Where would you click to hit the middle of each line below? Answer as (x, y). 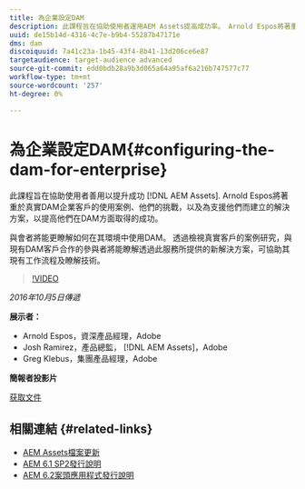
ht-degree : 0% (36, 94)
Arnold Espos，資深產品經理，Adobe (92, 336)
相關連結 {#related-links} (81, 429)
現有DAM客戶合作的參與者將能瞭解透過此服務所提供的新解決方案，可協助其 (150, 249)
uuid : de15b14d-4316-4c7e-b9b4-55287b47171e (95, 35)
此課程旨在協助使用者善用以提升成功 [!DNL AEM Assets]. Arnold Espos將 (145, 195)
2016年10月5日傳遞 (45, 297)
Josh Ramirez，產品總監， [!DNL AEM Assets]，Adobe (125, 347)
